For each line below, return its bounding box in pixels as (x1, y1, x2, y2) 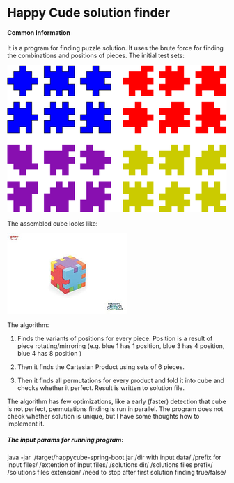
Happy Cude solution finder (7, 5, 171, 21)
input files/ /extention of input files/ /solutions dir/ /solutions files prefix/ (7, 460, 213, 469)
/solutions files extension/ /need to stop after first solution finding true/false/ (7, 468, 226, 476)
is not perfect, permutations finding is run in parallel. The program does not (7, 404, 224, 413)
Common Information (7, 28, 71, 36)
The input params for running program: (7, 435, 124, 444)
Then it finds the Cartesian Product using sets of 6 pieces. (17, 362, 185, 371)
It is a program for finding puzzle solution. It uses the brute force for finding (7, 44, 224, 52)
